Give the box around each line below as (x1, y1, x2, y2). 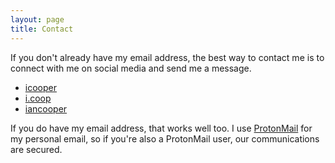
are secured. (10, 143, 63, 155)
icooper (24, 81, 57, 93)
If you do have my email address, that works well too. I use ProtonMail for (10, 122, 313, 134)
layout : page (10, 14, 65, 25)
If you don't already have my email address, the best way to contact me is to (10, 51, 325, 63)
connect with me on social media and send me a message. (10, 62, 252, 74)
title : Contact (10, 24, 74, 34)
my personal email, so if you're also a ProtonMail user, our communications (10, 132, 320, 145)
